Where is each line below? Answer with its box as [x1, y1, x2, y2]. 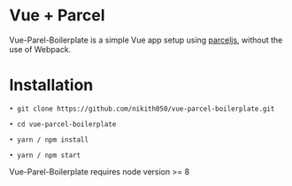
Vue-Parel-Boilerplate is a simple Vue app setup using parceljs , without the [9, 35, 283, 45]
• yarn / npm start [9, 151, 81, 159]
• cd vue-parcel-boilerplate [9, 120, 117, 128]
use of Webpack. [9, 43, 72, 54]
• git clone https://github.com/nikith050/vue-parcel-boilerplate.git [9, 104, 275, 113]
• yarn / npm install [9, 135, 89, 144]
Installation [9, 75, 94, 96]
